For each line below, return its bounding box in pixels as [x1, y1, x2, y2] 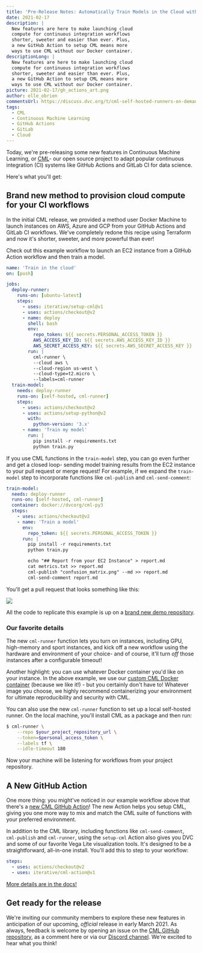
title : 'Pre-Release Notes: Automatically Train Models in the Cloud [6, 8, 185, 15]
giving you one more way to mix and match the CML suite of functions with [6, 810, 192, 817]
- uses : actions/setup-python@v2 [22, 410, 106, 416]
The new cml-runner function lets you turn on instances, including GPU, [6, 637, 183, 645]
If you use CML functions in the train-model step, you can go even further [6, 454, 190, 461]
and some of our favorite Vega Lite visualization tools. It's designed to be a [6, 840, 191, 848]
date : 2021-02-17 [6, 14, 50, 20]
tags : [6, 104, 20, 110]
